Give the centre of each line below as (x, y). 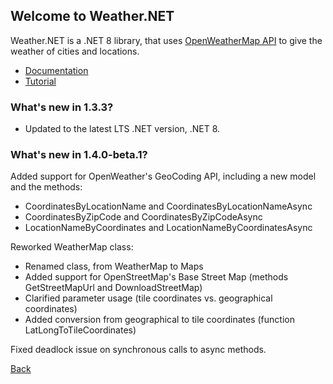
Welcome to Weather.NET (92, 16)
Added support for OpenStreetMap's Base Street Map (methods (156, 277)
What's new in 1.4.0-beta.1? (79, 155)
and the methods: (46, 187)
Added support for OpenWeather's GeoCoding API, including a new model (163, 176)
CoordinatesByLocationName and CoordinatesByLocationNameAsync (168, 206)
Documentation (56, 70)
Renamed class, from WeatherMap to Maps (114, 266)
